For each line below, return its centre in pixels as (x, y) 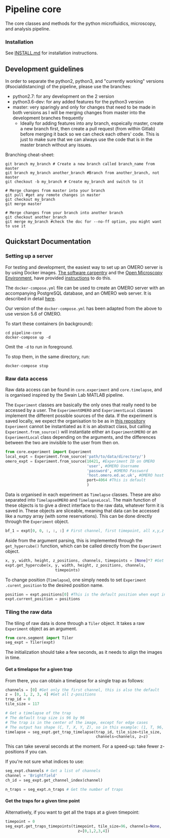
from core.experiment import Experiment (49, 452)
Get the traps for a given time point (42, 801)
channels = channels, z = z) (122, 737)
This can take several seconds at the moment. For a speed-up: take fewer (82, 746)
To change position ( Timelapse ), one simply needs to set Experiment (76, 580)
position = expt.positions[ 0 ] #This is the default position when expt (82, 595)
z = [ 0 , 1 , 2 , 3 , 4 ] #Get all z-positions (51, 694)
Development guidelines (45, 69)
